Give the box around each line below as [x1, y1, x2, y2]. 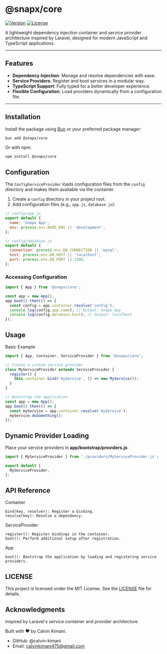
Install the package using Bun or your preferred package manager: [5, 126, 142, 132]
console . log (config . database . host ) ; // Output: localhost [9, 312, 133, 317]
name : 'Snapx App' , [9, 220, 50, 225]
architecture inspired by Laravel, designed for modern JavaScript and [5, 35, 148, 41]
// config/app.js [5, 211, 41, 216]
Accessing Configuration [5, 273, 67, 280]
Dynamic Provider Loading [5, 432, 89, 440]
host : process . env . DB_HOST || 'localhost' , [9, 252, 101, 257]
